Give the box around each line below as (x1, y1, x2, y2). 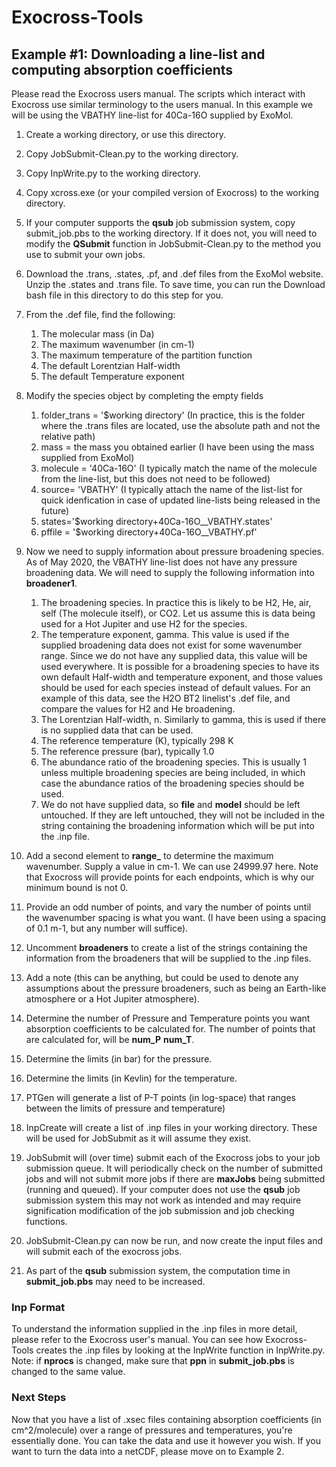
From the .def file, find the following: (25, 309, 176, 320)
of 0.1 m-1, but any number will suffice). (25, 922, 189, 934)
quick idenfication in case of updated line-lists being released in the (40, 494, 321, 506)
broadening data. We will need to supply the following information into (25, 567, 315, 578)
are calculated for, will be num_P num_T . (25, 1034, 195, 1045)
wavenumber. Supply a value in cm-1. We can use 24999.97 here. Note (25, 861, 319, 872)
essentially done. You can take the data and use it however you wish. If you (11, 1434, 321, 1446)
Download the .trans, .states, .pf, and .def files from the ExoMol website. (25, 268, 324, 280)
